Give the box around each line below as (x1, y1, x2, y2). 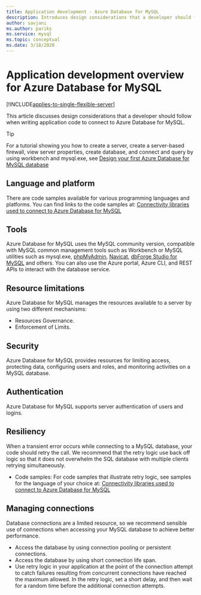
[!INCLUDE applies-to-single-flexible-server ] (6, 100, 115, 108)
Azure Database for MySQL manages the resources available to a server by (6, 299, 192, 306)
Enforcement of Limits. (14, 323, 71, 330)
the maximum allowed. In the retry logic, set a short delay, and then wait (14, 575, 193, 582)
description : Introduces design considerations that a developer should (6, 14, 191, 20)
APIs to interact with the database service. (6, 266, 111, 273)
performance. (6, 532, 40, 539)
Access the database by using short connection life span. (14, 556, 157, 564)
